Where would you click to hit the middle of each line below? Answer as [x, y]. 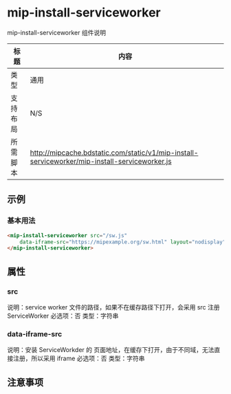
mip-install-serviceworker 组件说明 [57, 32]
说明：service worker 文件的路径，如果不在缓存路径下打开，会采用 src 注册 [113, 307]
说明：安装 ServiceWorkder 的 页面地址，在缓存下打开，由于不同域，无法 [111, 350]
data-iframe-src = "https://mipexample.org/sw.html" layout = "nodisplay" [123, 242]
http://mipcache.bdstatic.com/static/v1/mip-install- [114, 153]
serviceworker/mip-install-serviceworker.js [101, 161]
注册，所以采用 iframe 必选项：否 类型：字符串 [79, 358]
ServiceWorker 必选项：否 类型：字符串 [63, 316]
